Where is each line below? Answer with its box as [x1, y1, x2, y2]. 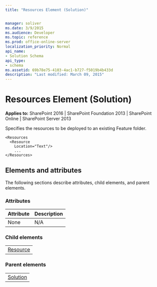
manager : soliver [5, 21, 42, 26]
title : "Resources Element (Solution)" [5, 7, 89, 13]
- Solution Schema [5, 53, 44, 58]
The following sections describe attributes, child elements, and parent [5, 179, 149, 186]
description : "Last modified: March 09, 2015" [5, 72, 104, 77]
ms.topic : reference [5, 35, 49, 40]
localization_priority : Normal [5, 44, 71, 49]
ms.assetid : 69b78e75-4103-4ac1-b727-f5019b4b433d [5, 67, 113, 73]
